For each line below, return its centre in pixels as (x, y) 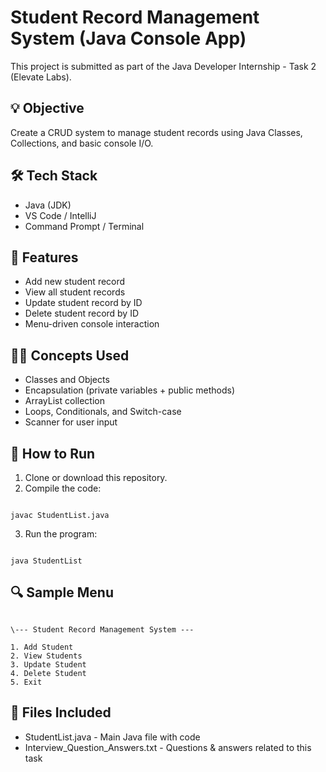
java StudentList (46, 561)
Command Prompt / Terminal (84, 226)
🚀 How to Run (53, 453)
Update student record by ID (83, 303)
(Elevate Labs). (41, 77)
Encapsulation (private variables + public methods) (130, 390)
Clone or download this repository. (96, 477)
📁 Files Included (61, 712)
